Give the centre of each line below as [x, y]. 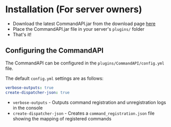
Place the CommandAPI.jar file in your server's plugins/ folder [79, 29]
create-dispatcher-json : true [38, 92]
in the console [28, 108]
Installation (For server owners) [74, 9]
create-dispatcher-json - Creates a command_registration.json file [83, 113]
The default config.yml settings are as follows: [55, 78]
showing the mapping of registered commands [62, 118]
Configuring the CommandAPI [55, 50]
